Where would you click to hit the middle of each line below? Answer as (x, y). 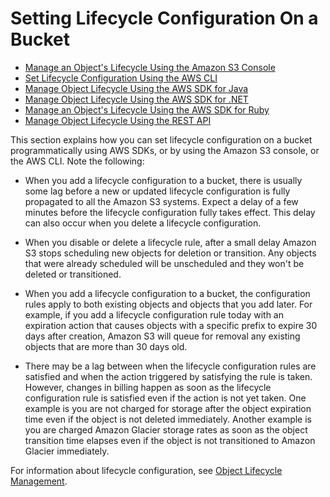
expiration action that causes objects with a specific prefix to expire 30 (171, 325)
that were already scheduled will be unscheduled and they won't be (164, 263)
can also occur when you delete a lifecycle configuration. (143, 223)
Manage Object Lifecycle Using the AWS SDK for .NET (136, 99)
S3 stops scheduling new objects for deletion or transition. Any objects (170, 253)
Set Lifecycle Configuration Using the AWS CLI (121, 78)
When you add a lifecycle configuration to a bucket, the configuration (167, 293)
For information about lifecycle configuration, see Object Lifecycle (146, 470)
